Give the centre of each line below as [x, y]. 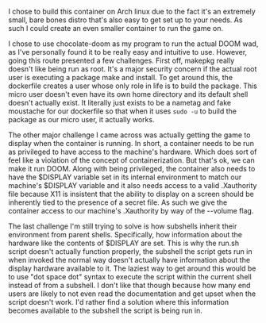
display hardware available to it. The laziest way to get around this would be [132, 268]
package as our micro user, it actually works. [81, 119]
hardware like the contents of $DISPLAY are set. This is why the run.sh [124, 243]
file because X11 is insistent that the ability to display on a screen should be [131, 194]
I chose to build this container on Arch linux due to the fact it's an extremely [132, 12]
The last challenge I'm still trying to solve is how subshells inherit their [123, 226]
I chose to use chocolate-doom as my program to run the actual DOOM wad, [133, 44]
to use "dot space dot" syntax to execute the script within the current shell [130, 277]
